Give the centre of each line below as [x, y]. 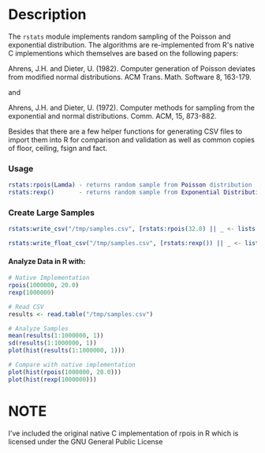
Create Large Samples [51, 213]
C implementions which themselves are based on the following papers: [123, 53]
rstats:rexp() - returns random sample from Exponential [114, 193]
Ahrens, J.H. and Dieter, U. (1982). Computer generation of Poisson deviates [132, 68]
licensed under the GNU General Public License [86, 441]
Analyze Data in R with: [47, 261]
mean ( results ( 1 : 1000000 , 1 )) [56, 336]
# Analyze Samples [38, 328]
